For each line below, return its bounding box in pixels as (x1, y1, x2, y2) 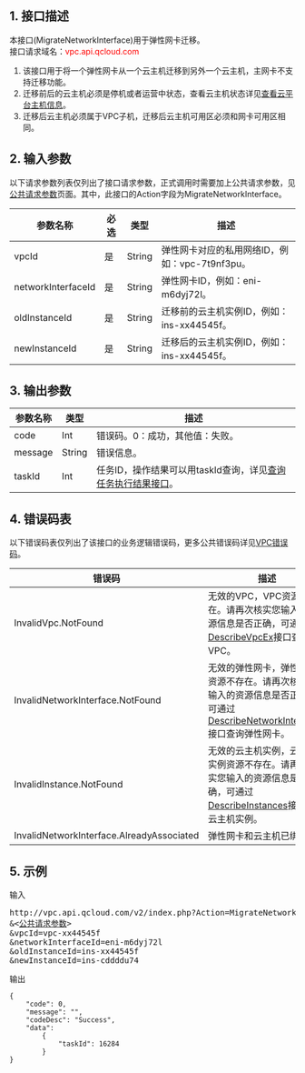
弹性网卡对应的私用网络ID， (161, 244, 280, 256)
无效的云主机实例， (207, 745, 290, 757)
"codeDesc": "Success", (25, 1016, 116, 1025)
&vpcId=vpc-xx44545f (9, 928, 102, 938)
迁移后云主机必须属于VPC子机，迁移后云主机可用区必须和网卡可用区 (22, 110, 279, 121)
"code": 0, (25, 999, 67, 1009)
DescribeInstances (207, 799, 289, 812)
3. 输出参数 (9, 383, 72, 398)
